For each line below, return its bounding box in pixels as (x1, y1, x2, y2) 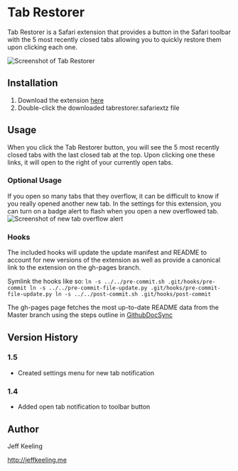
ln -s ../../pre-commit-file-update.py (29, 284, 148, 292)
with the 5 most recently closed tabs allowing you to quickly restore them (7, 35, 222, 43)
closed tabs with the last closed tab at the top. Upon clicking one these (7, 150, 215, 159)
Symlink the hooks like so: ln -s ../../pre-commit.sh (7, 277, 165, 286)
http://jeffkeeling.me (7, 455, 67, 464)
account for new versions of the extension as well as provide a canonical (7, 256, 221, 265)
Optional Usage (7, 175, 63, 185)
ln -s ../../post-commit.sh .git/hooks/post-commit (55, 291, 212, 298)
